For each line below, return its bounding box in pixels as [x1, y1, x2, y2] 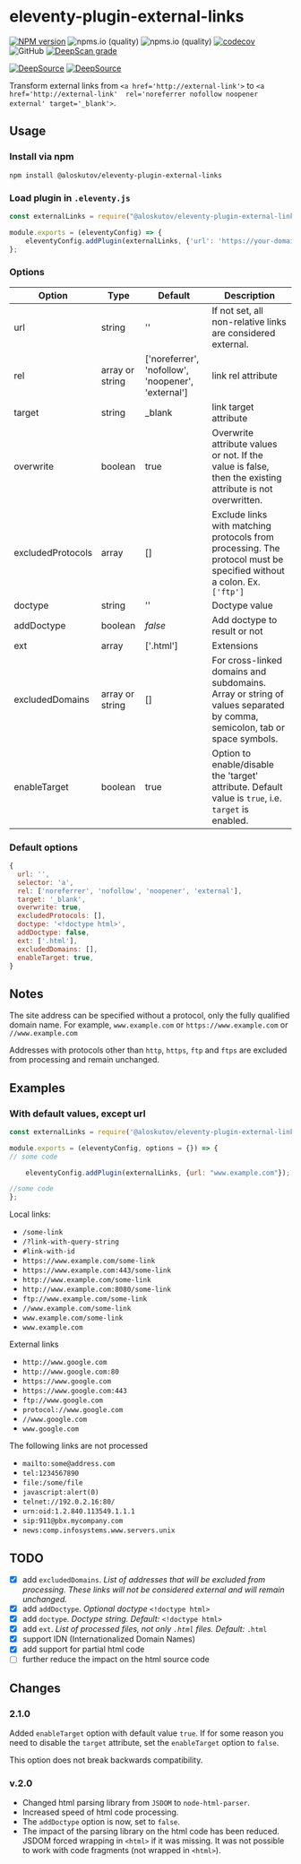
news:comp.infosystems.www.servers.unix [21, 1526, 176, 1535]
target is [211, 802, 249, 815]
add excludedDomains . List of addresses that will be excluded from [21, 1574, 266, 1584]
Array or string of [211, 688, 284, 700]
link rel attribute [211, 369, 278, 382]
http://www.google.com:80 [21, 1367, 119, 1377]
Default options [9, 841, 79, 854]
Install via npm [9, 151, 74, 163]
